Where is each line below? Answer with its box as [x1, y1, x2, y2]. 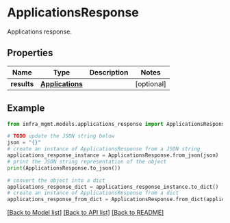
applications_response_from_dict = [7, 196, 109, 203]
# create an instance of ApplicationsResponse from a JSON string [7, 146, 201, 153]
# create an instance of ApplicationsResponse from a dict [7, 189, 179, 196]
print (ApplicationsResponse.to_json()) [7, 164, 121, 172]
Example [7, 103, 45, 114]
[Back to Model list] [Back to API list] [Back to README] [7, 209, 164, 217]
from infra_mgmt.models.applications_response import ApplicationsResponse [7, 120, 228, 127]
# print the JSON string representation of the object [7, 158, 167, 165]
